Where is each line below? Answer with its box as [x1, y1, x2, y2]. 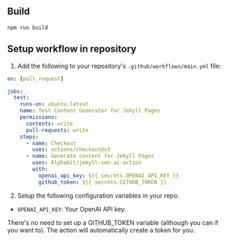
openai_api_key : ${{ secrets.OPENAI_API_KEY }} [38, 172, 179, 179]
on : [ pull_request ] [7, 75, 64, 82]
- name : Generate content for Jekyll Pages [25, 153, 155, 160]
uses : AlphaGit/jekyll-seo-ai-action [32, 159, 142, 166]
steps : [20, 133, 39, 140]
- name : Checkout [25, 140, 77, 147]
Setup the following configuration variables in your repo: [17, 191, 179, 200]
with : [32, 166, 49, 173]
